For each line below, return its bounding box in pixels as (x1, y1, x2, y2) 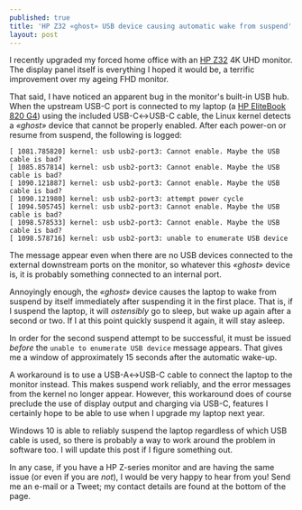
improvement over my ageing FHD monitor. (9, 74, 169, 85)
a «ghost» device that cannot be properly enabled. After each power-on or (9, 120, 287, 131)
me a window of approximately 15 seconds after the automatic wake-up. (9, 352, 278, 363)
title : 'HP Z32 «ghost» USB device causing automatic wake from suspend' (9, 22, 293, 31)
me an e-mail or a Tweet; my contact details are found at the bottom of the (9, 481, 287, 492)
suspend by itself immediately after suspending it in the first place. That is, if (9, 296, 293, 307)
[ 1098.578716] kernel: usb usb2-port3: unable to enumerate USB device (9, 234, 288, 244)
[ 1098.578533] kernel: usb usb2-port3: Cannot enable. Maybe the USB (9, 218, 280, 227)
